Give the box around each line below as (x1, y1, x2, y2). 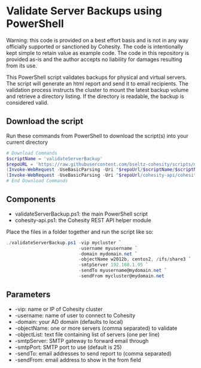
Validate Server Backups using (6, 4, 163, 18)
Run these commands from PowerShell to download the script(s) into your (6, 132, 188, 139)
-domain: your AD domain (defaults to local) (14, 318, 124, 325)
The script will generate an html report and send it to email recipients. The (6, 79, 188, 87)
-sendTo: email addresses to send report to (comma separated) (14, 349, 172, 357)
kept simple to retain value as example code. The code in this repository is (6, 49, 190, 56)
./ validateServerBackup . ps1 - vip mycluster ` (6, 240, 121, 246)
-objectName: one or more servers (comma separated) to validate (14, 324, 178, 332)
